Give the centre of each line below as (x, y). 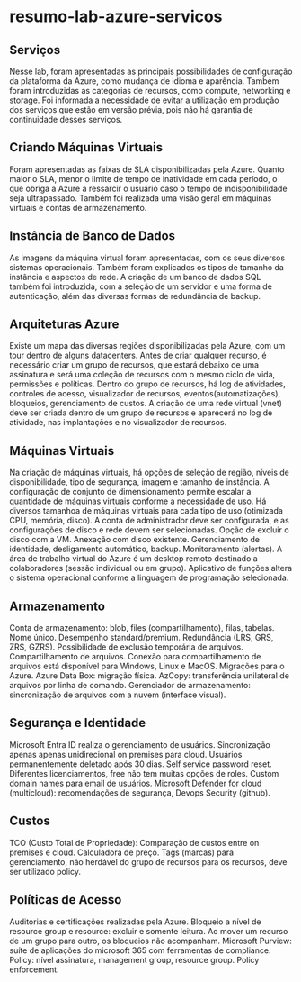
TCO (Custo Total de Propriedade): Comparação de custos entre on (134, 842)
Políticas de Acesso (66, 900)
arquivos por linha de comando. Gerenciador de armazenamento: (130, 686)
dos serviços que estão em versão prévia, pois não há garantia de (131, 109)
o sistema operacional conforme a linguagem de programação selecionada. (149, 577)
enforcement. (35, 969)
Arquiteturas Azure (64, 325)
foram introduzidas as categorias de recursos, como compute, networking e (150, 91)
